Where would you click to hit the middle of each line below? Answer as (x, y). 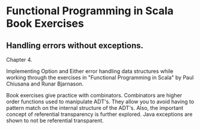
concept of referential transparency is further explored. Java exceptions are (99, 114)
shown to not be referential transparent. (55, 121)
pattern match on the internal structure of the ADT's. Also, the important (95, 108)
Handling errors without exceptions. (75, 45)
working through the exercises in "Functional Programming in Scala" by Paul (100, 77)
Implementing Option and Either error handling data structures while (90, 71)
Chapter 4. (19, 60)
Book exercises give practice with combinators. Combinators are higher (94, 95)
